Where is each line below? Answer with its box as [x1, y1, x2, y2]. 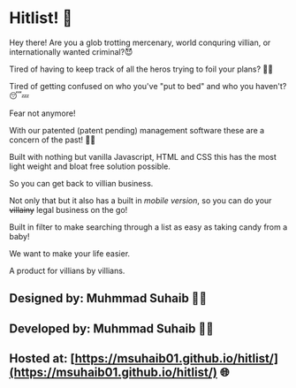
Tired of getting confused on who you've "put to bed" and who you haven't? [9, 80, 287, 91]
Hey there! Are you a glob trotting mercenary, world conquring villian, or [9, 37, 271, 48]
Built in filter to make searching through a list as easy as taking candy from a [9, 221, 288, 232]
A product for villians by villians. [9, 265, 125, 276]
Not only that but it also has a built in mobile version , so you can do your [9, 194, 272, 206]
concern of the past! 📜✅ [9, 134, 95, 145]
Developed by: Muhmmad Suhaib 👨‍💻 [9, 321, 215, 336]
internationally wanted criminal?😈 [9, 46, 133, 57]
